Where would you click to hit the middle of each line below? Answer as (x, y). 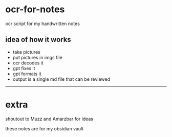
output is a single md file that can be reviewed (61, 79)
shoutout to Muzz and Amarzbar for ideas (49, 119)
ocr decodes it (28, 63)
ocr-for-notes (35, 9)
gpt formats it (27, 74)
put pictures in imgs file (37, 57)
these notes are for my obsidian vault (45, 128)
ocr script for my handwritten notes (43, 24)
